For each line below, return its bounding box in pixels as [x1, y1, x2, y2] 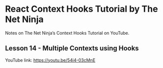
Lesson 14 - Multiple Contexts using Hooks [5, 44, 139, 52]
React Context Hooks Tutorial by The [5, 3, 158, 15]
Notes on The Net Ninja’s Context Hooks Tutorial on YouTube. [5, 30, 130, 36]
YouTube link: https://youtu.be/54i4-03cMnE [5, 57, 96, 63]
